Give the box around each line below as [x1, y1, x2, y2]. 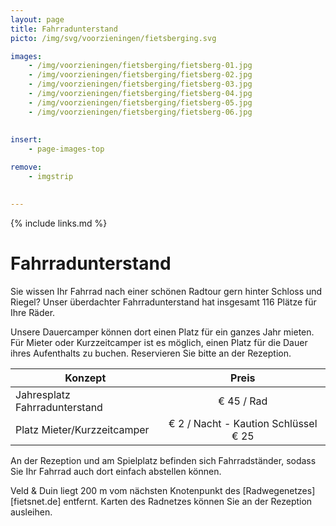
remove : [10, 162, 43, 173]
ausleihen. [10, 506, 53, 518]
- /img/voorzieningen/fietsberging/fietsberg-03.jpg [28, 79, 253, 90]
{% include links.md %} [10, 217, 108, 229]
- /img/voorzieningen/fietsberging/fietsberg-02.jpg [28, 70, 253, 80]
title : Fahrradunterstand [10, 24, 118, 34]
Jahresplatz [15, 387, 71, 401]
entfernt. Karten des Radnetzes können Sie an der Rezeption [63, 495, 313, 507]
